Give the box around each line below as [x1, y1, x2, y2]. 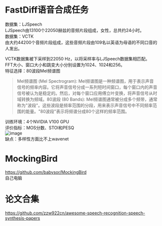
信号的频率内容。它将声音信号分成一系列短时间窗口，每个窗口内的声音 [16, 84, 158, 90]
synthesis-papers [5, 215, 40, 221]
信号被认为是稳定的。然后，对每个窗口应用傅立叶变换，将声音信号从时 [16, 90, 158, 96]
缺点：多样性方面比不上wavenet [5, 136, 69, 142]
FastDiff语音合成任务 [5, 4, 89, 15]
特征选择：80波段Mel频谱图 [5, 68, 61, 74]
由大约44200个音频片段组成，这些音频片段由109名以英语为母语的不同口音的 [5, 39, 158, 45]
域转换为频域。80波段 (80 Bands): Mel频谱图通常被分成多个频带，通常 [16, 96, 158, 102]
